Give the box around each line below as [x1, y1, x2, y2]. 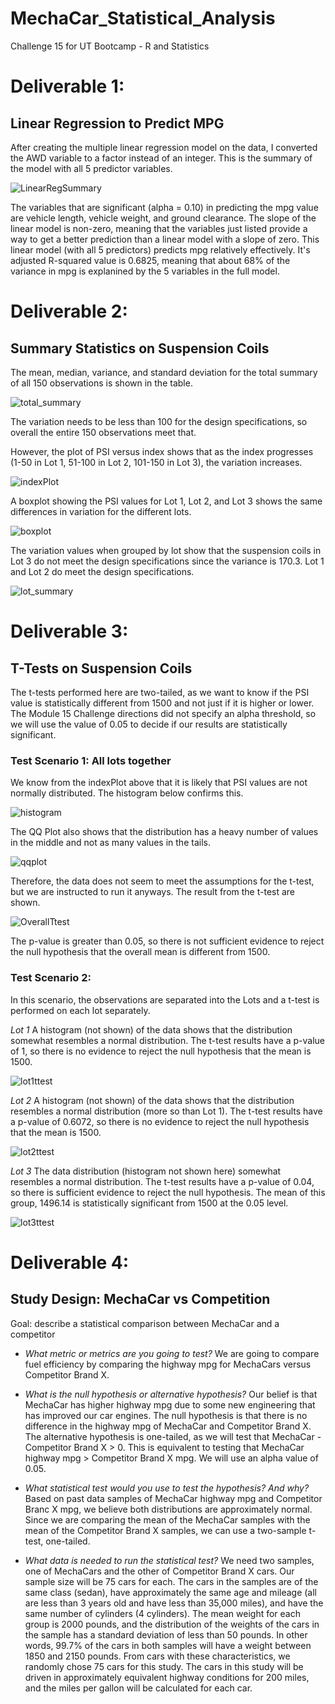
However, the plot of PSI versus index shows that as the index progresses [10, 445, 314, 457]
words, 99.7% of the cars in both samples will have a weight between [24, 1639, 312, 1651]
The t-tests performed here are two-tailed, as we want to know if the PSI [10, 686, 310, 698]
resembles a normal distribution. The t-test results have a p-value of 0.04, [10, 1175, 315, 1187]
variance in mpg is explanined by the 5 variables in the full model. [10, 265, 280, 277]
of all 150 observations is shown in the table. [10, 377, 193, 389]
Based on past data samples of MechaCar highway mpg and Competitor [24, 1492, 323, 1504]
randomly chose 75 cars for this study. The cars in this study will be [24, 1660, 304, 1672]
